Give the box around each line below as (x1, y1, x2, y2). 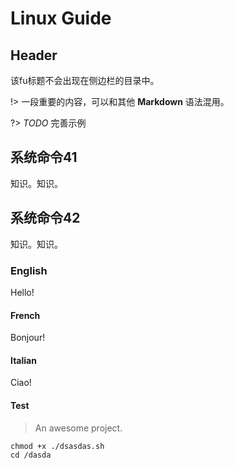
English (10, 263, 48, 277)
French (10, 309, 41, 321)
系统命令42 (10, 210, 81, 227)
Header (10, 47, 58, 64)
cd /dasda (10, 450, 52, 460)
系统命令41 (10, 149, 78, 166)
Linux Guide (10, 7, 112, 30)
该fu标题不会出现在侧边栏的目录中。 (10, 75, 160, 86)
